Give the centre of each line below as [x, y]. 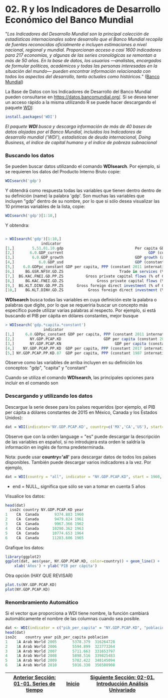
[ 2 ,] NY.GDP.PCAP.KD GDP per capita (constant [81, 339]
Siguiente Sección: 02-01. [122, 677]
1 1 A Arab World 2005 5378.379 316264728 [60, 642]
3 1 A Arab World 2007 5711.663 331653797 [60, 651]
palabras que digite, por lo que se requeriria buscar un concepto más [76, 305]
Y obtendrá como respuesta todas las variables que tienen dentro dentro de [83, 190]
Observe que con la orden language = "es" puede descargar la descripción [82, 436]
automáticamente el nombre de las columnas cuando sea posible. [73, 619]
